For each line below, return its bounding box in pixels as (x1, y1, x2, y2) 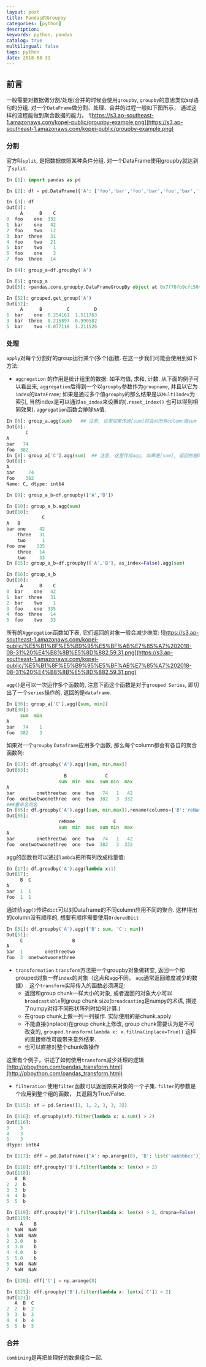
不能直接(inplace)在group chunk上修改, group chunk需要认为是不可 (24, 1020, 195, 1028)
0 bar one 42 (6, 588, 56, 595)
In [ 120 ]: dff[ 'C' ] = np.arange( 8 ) (6, 1277, 97, 1284)
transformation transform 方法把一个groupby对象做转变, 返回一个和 (15, 966, 185, 974)
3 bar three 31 (6, 233, 56, 240)
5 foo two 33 (6, 617, 56, 624)
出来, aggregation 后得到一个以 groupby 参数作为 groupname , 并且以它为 (26, 383, 198, 390)
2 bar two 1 (6, 600, 56, 606)
